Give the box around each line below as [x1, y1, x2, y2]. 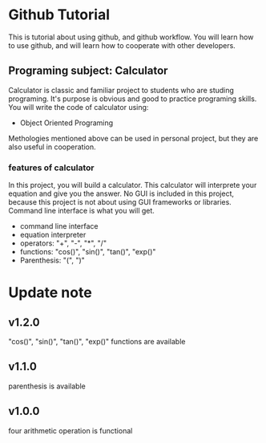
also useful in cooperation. [8, 142, 96, 152]
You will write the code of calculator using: [8, 102, 149, 112]
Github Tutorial [8, 6, 111, 24]
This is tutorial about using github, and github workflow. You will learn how [8, 32, 254, 42]
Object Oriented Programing [19, 118, 114, 128]
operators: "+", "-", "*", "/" [19, 238, 107, 248]
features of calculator [8, 162, 95, 173]
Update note [8, 283, 92, 302]
